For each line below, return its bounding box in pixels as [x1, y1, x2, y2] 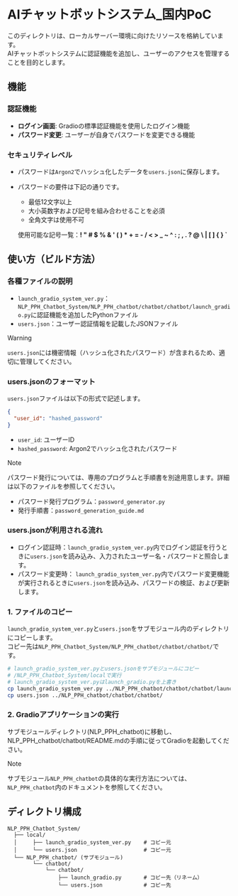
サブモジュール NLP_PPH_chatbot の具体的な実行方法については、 [7, 774, 191, 782]
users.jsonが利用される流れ [7, 526, 103, 535]
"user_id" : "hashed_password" [13, 415, 103, 422]
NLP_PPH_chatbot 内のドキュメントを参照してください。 [7, 783, 166, 791]
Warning [7, 334, 32, 342]
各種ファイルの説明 [7, 277, 73, 287]
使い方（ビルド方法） [7, 253, 101, 265]
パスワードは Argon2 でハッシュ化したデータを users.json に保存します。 [17, 167, 223, 176]
